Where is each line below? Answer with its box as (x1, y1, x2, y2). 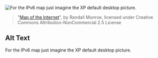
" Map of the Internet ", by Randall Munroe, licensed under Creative (17, 14, 154, 20)
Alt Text (5, 34, 30, 42)
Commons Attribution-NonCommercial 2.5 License (17, 20, 122, 25)
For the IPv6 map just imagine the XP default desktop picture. (5, 47, 132, 53)
